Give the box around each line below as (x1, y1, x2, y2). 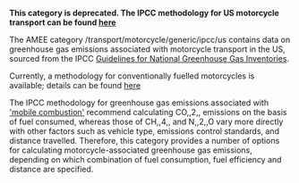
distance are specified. (9, 164, 94, 174)
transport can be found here (9, 17, 116, 28)
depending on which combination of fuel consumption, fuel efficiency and (9, 154, 282, 164)
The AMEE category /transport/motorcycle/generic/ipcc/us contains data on (9, 35, 291, 45)
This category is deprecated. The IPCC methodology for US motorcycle (9, 8, 279, 18)
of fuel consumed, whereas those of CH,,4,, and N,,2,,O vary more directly (9, 116, 284, 127)
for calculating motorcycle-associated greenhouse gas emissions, (9, 145, 252, 155)
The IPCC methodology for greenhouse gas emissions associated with (9, 97, 269, 108)
